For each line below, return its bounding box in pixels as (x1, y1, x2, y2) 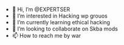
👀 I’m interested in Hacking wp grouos (12, 12, 108, 19)
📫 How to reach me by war (12, 32, 81, 39)
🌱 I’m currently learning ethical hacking (12, 19, 111, 26)
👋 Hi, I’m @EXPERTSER (12, 6, 71, 13)
